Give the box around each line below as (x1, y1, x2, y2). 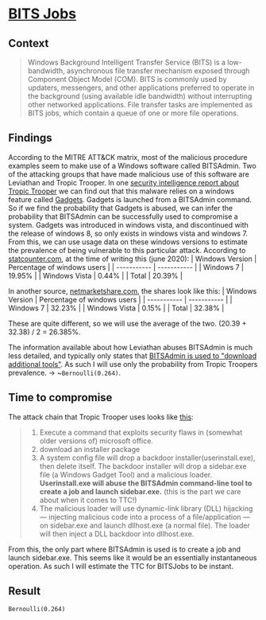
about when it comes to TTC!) (39, 495, 137, 505)
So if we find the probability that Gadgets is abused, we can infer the (8, 203, 233, 213)
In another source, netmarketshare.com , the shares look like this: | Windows (8, 286, 257, 295)
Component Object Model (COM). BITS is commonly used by (27, 75, 228, 84)
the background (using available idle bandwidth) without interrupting (27, 92, 253, 100)
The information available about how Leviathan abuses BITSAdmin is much (8, 342, 253, 352)
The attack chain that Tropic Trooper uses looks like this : (8, 411, 194, 422)
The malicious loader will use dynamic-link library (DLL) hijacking (39, 503, 253, 513)
